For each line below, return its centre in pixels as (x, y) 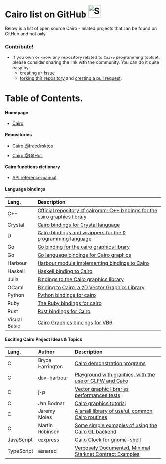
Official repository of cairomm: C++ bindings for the (97, 211)
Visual (15, 320)
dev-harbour (53, 378)
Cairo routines (91, 417)
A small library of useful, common (113, 411)
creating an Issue (37, 73)
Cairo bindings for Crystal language (79, 225)
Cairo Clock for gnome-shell (108, 440)
